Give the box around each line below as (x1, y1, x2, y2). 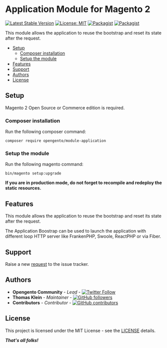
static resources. (5, 185, 41, 191)
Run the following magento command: (5, 161, 83, 167)
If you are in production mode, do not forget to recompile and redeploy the (5, 180, 162, 186)
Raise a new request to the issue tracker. (5, 261, 89, 267)
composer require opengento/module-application (5, 138, 106, 143)
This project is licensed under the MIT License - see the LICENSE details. (5, 327, 156, 333)
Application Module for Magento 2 (5, 4, 151, 15)
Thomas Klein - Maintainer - (12, 294, 72, 300)
